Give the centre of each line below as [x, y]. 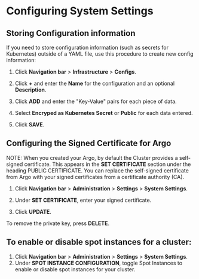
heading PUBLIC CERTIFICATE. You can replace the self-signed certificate [98, 170]
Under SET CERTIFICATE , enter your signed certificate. [83, 200]
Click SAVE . [30, 125]
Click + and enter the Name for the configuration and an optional [95, 83]
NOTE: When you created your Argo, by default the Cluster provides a [92, 157]
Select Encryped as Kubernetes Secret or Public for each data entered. [104, 113]
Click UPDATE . [33, 211]
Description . [30, 90]
